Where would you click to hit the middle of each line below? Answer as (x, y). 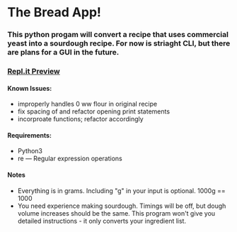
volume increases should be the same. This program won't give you (116, 213)
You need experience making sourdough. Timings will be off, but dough (122, 206)
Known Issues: (30, 88)
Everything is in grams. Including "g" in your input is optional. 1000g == (121, 190)
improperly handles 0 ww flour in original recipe (87, 104)
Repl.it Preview (34, 72)
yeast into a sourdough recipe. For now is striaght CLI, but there (119, 43)
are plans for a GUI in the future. (63, 53)
